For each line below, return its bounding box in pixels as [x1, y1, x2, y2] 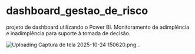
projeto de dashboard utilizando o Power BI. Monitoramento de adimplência [6, 23, 190, 31]
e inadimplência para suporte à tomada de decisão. [6, 29, 131, 36]
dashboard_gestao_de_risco [6, 4, 148, 18]
